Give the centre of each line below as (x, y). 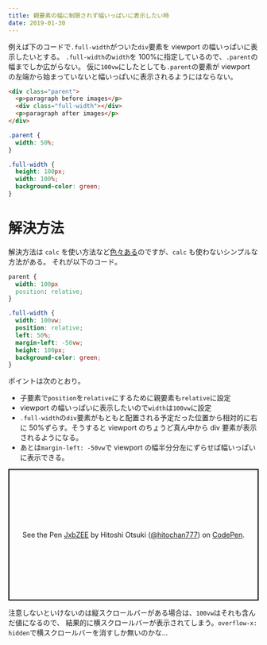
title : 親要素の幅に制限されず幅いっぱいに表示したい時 (89, 15)
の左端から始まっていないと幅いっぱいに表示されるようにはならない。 (123, 76)
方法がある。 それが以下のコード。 (65, 261)
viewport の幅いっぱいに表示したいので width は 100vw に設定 (116, 408)
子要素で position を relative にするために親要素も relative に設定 (125, 398)
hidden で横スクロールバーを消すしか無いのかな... (88, 633)
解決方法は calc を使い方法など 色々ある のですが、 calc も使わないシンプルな (133, 252)
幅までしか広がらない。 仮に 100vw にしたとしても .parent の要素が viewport (129, 66)
